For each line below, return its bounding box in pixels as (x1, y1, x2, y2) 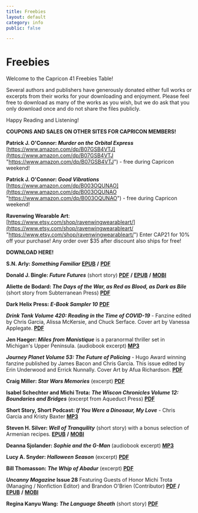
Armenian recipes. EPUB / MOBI (6, 431, 84, 438)
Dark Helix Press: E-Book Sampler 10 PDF (6, 301, 110, 308)
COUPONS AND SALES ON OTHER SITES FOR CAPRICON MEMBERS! (6, 128, 177, 135)
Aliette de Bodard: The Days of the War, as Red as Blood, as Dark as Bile (6, 283, 187, 290)
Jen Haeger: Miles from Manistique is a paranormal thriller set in (6, 336, 165, 343)
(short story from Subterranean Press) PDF (6, 289, 111, 296)
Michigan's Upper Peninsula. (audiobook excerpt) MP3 (6, 342, 140, 349)
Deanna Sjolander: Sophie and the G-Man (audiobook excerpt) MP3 (6, 442, 174, 449)
